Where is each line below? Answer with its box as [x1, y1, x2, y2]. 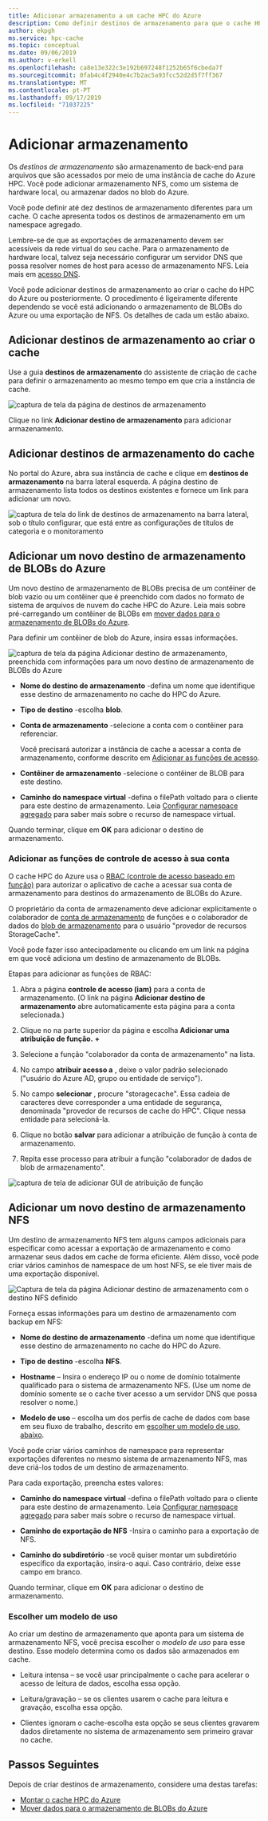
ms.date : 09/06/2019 [8, 49, 77, 57]
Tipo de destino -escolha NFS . [19, 1356, 122, 1366]
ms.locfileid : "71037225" [8, 101, 94, 109]
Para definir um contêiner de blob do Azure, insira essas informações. [8, 633, 238, 642]
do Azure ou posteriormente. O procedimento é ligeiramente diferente [8, 294, 238, 303]
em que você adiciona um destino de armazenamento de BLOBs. [8, 953, 222, 963]
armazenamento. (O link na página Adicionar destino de [19, 993, 206, 1003]
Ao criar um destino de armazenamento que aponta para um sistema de [8, 1629, 245, 1639]
